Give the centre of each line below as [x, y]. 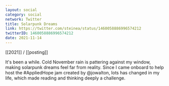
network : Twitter [24, 19]
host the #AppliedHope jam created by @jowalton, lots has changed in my [82, 72]
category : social [24, 15]
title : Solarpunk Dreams [31, 24]
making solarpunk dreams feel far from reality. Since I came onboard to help [85, 67]
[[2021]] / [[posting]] [27, 52]
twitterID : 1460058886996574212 [39, 33]
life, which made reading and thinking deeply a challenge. [65, 78]
